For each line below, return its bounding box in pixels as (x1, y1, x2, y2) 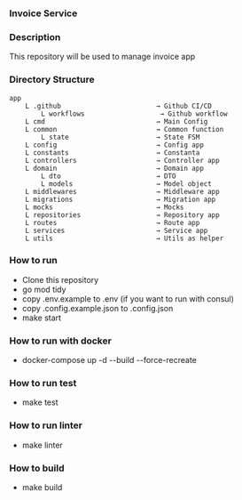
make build (21, 482, 63, 492)
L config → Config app (25, 141, 204, 149)
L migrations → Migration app (25, 195, 216, 204)
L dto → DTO (41, 172, 176, 181)
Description (9, 30, 61, 43)
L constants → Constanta (25, 148, 200, 157)
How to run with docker (9, 335, 113, 347)
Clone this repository (21, 274, 99, 285)
